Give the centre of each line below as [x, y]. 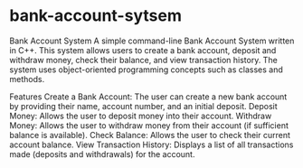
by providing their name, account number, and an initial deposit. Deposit [143, 106]
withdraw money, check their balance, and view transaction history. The [143, 60]
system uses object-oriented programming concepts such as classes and [146, 70]
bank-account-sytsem [96, 16]
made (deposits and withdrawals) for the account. [102, 154]
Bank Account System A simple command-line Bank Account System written [152, 41]
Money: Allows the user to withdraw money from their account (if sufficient [149, 125]
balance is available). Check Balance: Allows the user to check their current [150, 135]
